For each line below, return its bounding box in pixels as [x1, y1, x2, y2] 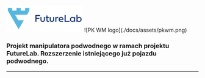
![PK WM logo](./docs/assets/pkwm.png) [84, 26, 187, 34]
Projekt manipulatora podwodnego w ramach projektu [6, 41, 170, 50]
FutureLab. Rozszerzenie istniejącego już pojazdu [6, 49, 157, 58]
